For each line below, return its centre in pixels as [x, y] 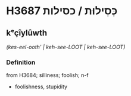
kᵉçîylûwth [27, 33]
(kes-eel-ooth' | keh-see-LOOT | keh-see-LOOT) [66, 47]
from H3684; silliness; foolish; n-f [47, 75]
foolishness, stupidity [41, 87]
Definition [21, 62]
